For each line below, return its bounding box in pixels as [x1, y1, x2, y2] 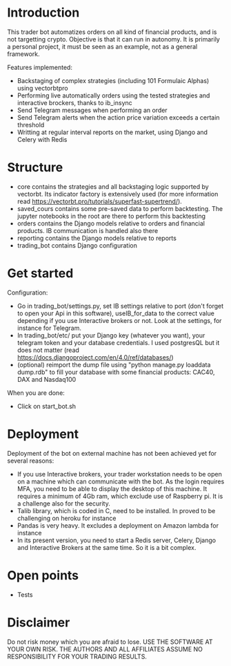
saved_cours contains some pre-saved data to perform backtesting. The [17, 204, 223, 212]
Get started [7, 266, 74, 281]
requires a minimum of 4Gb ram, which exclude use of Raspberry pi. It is [17, 492, 223, 500]
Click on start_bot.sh [17, 402, 77, 410]
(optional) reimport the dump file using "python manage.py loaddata [17, 360, 211, 369]
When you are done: [7, 389, 66, 397]
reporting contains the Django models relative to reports [17, 234, 177, 242]
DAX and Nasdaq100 [17, 375, 77, 383]
